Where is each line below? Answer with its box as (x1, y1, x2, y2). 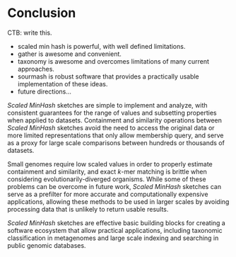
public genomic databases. (7, 241, 86, 249)
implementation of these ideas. (17, 79, 108, 88)
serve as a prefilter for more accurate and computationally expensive (7, 190, 208, 198)
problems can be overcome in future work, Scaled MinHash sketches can (7, 182, 221, 190)
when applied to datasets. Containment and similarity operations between (7, 115, 223, 125)
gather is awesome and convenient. (17, 50, 122, 58)
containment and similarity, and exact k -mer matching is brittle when (7, 167, 207, 176)
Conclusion (7, 5, 76, 21)
